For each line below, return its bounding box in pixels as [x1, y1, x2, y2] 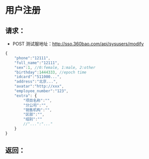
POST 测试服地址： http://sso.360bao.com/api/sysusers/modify [12, 41, 144, 47]
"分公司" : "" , [23, 102, 48, 108]
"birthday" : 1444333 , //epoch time [14, 69, 87, 75]
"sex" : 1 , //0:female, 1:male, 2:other [14, 65, 96, 70]
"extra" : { [14, 93, 37, 98]
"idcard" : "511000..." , [14, 74, 62, 79]
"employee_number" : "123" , [14, 89, 69, 94]
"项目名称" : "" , [23, 98, 52, 103]
